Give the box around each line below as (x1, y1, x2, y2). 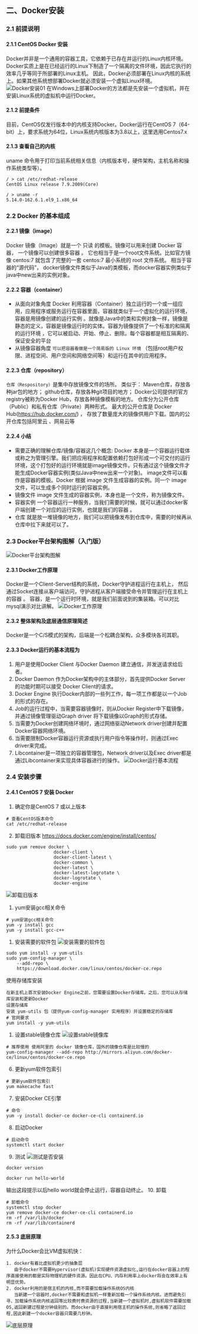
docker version (6, 1165, 44, 1171)
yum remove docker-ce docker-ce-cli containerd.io (6, 1209, 133, 1216)
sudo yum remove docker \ (6, 844, 70, 850)
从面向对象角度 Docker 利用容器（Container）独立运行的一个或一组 (14, 301, 178, 308)
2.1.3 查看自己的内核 (6, 143, 55, 150)
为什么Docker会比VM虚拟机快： (6, 1247, 84, 1254)
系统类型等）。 (11, 164, 45, 172)
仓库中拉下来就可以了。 (14, 521, 72, 528)
